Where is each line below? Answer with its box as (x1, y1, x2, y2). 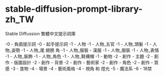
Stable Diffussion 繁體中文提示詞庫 (5, 30, 76, 36)
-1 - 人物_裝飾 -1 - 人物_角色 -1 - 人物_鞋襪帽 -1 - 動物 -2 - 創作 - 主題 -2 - (5, 53, 153, 59)
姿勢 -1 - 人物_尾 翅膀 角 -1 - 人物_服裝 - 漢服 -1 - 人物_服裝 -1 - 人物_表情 (11, 47, 159, 53)
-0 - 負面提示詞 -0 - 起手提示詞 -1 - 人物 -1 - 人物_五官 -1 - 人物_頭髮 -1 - (5, 41, 152, 47)
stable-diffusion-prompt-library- (5, 3, 143, 15)
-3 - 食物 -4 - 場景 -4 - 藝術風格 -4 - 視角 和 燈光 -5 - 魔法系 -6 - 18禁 (10, 65, 152, 72)
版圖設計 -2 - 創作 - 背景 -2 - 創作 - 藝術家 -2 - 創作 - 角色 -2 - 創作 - (14, 59, 153, 65)
